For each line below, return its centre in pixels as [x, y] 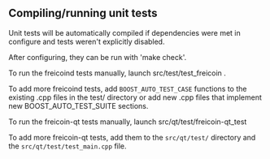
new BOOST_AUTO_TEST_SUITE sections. [78, 105]
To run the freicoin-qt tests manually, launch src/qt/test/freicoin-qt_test [128, 122]
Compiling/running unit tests [83, 13]
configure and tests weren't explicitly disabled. [87, 41]
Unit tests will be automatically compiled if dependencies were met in [125, 32]
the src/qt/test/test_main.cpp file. [68, 146]
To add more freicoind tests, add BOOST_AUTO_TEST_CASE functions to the [128, 88]
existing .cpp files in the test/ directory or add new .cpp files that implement [135, 97]
